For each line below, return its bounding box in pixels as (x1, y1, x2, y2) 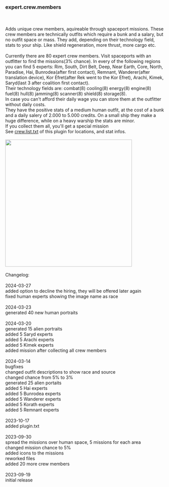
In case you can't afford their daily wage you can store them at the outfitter (5, 96, 161, 102)
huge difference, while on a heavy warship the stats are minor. (5, 118, 135, 124)
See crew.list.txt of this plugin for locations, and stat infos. (5, 129, 126, 135)
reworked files (5, 455, 35, 462)
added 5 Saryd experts (5, 331, 53, 338)
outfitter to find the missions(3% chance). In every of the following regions (5, 58, 161, 65)
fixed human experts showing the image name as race (5, 293, 118, 299)
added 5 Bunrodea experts (5, 390, 61, 397)
